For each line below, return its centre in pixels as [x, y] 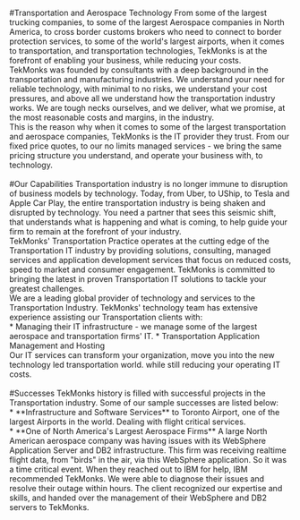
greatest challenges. [47, 289]
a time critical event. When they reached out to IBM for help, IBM [129, 469]
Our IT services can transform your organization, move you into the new [142, 355]
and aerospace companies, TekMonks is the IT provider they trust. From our [150, 136]
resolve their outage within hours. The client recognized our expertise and [146, 488]
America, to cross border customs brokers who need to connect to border [146, 32]
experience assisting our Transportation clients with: [106, 317]
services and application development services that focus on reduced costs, [150, 260]
